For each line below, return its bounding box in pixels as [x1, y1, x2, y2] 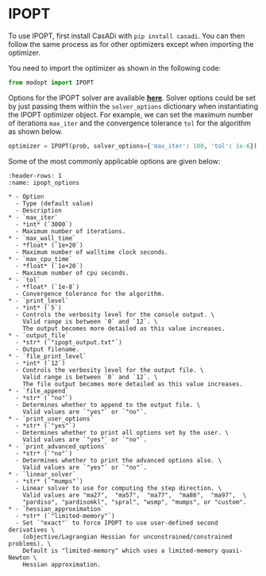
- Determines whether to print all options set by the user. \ [15, 428, 229, 436]
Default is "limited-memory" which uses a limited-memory [22, 547, 218, 555]
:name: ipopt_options [8, 179, 80, 186]
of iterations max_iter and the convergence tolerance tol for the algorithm [8, 118, 252, 128]
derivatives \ [8, 525, 56, 534]
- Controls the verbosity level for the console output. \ [15, 310, 215, 318]
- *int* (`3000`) [15, 220, 73, 228]
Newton [8, 553, 30, 562]
